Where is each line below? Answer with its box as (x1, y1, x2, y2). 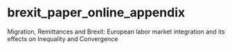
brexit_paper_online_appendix (7, 5, 186, 21)
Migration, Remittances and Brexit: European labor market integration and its (7, 27, 225, 36)
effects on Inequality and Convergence (7, 34, 118, 42)
